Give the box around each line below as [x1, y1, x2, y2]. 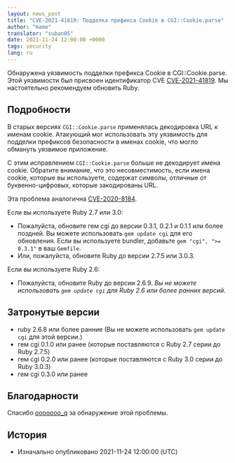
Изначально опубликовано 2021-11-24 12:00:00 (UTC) [17, 448, 178, 456]
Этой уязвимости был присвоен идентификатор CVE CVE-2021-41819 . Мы [7, 76, 229, 84]
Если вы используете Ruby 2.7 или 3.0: [7, 208, 123, 216]
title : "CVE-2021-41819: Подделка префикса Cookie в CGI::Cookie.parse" [7, 17, 224, 24]
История [7, 429, 47, 441]
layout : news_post [7, 10, 61, 18]
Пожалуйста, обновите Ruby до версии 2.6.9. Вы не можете [17, 279, 197, 287]
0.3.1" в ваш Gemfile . [17, 243, 81, 253]
